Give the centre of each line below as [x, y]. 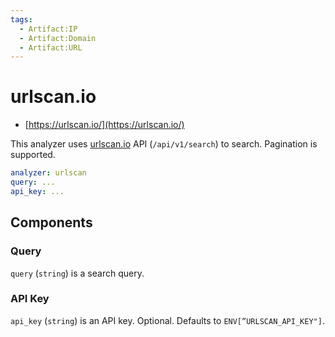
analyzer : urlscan [48, 173]
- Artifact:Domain [58, 38]
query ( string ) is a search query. [77, 273]
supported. [33, 155]
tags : [21, 19]
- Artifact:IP [48, 29]
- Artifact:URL [51, 47]
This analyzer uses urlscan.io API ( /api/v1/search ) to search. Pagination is [164, 144]
